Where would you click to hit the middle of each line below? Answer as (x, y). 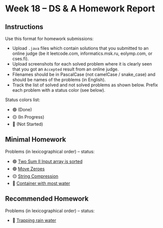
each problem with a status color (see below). (59, 90)
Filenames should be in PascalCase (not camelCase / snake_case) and (84, 74)
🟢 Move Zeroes (29, 169)
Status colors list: (23, 100)
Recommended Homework (47, 199)
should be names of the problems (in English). (59, 80)
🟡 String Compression (35, 176)
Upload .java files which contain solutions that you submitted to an (80, 48)
